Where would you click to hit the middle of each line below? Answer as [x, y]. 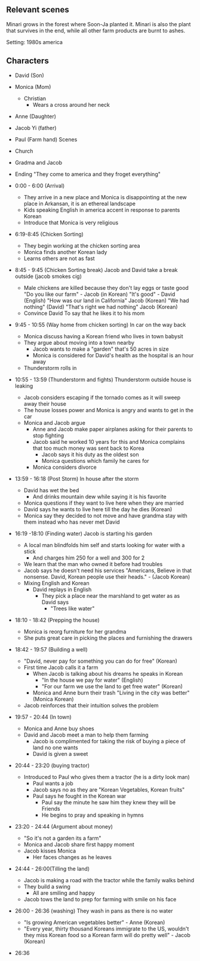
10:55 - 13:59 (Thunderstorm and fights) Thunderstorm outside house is [103, 379]
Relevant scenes [38, 10]
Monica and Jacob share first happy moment [79, 844]
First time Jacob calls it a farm [61, 667]
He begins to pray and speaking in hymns [93, 815]
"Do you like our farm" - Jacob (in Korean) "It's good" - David [99, 294]
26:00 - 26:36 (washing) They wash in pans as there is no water [94, 911]
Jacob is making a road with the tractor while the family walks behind [109, 880]
